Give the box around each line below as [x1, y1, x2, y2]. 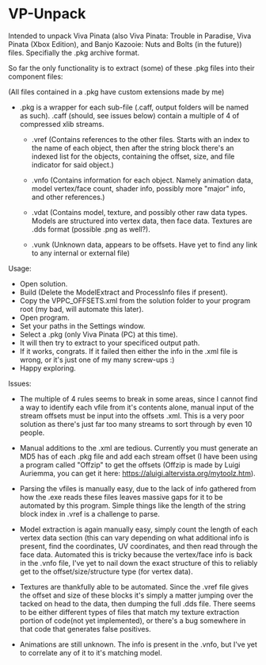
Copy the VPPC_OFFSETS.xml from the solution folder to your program [19, 295, 251, 306]
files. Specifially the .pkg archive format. [8, 48, 140, 57]
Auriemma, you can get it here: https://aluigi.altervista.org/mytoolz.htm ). [19, 468, 256, 478]
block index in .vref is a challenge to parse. [19, 509, 161, 518]
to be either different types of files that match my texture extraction [19, 607, 240, 617]
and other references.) [31, 192, 105, 202]
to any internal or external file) [31, 248, 131, 258]
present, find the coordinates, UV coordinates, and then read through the [19, 541, 259, 551]
